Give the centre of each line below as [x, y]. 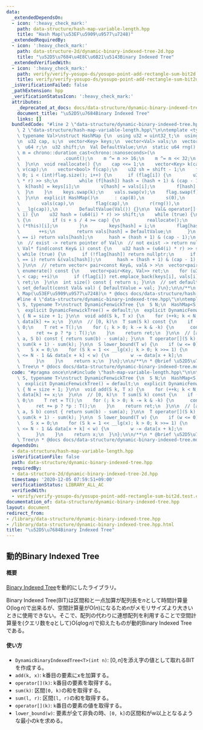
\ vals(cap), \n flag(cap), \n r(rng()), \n [98, 204]
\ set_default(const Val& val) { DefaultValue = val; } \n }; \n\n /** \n [107, 288]
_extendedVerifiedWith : [41, 62]
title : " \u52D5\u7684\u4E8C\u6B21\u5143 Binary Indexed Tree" [95, 57]
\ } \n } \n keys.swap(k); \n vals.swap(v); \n [86, 192]
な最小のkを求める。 [40, 720]
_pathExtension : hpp [37, 91]
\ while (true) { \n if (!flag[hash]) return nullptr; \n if [107, 254]
